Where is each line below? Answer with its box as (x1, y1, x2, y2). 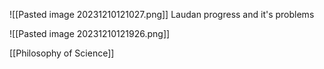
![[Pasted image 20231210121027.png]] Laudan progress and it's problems (9, 9, 315, 20)
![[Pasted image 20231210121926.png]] (9, 28, 171, 39)
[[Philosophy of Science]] (9, 47, 115, 59)
